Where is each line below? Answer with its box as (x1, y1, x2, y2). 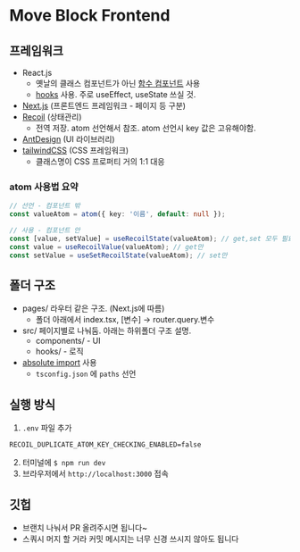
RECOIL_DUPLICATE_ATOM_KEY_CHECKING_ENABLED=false (9, 440, 202, 449)
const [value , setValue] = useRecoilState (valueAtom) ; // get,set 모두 (9, 234, 279, 243)
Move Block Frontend (9, 5, 171, 26)
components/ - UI (35, 336, 101, 347)
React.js (21, 68, 53, 78)
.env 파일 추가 (21, 422, 72, 433)
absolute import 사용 (21, 357, 97, 368)
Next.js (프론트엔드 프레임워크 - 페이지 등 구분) (21, 100, 186, 111)
